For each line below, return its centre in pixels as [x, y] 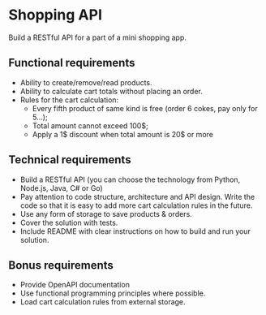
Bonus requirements [61, 265]
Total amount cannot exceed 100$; [90, 125]
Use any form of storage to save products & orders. [106, 214]
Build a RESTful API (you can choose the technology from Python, [130, 179]
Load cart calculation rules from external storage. [103, 302]
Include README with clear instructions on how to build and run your [135, 231]
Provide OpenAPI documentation [75, 285]
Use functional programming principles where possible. [113, 293]
